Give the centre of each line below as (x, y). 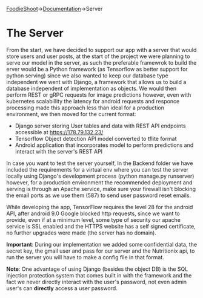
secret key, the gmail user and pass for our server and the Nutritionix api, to (101, 251)
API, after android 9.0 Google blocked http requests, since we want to (93, 213)
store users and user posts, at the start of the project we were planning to (98, 56)
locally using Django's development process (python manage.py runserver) (100, 176)
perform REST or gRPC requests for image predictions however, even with (99, 95)
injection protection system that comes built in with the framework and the (99, 275)
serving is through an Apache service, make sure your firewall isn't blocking (101, 189)
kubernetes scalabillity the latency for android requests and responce (93, 101)
